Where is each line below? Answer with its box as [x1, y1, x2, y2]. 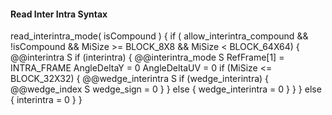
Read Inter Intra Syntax [10, 8, 108, 20]
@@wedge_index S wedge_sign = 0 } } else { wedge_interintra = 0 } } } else [10, 83, 322, 95]
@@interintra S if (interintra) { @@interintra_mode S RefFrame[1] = [10, 51, 285, 64]
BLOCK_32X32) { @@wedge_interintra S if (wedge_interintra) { [10, 73, 270, 85]
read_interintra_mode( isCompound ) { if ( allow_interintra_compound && [10, 30, 309, 42]
